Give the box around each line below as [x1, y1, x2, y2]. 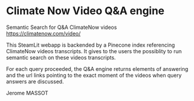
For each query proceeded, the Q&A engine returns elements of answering [6, 65, 189, 72]
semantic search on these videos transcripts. [6, 54, 117, 61]
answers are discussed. [6, 78, 64, 85]
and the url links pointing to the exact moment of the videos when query [6, 71, 182, 79]
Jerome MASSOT [6, 89, 48, 96]
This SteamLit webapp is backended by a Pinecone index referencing [6, 41, 176, 48]
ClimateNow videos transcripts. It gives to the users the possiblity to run [6, 47, 182, 54]
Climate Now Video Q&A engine [6, 4, 164, 18]
